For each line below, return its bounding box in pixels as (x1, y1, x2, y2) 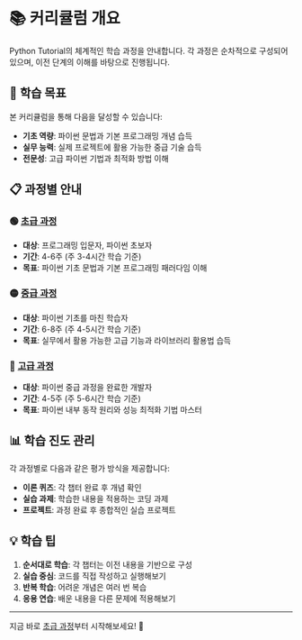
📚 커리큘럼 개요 (9, 8, 121, 29)
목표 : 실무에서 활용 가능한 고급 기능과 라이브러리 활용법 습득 (22, 334, 232, 345)
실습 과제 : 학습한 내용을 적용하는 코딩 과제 (22, 493, 169, 504)
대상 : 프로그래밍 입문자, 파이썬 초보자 (22, 240, 153, 251)
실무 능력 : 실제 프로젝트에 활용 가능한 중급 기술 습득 (22, 142, 202, 152)
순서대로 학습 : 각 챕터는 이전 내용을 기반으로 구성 (22, 559, 193, 570)
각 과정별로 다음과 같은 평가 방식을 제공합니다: (9, 462, 171, 473)
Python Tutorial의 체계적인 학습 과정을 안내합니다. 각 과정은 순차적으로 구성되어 (9, 45, 289, 56)
